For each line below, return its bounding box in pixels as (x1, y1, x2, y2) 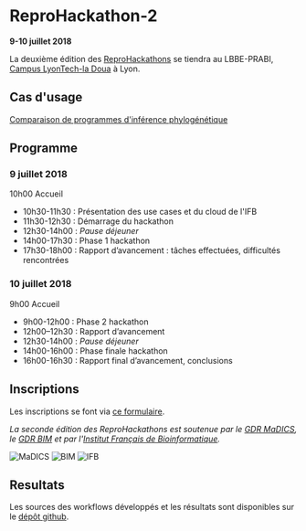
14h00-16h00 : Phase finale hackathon (22, 345, 169, 356)
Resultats (9, 477, 66, 493)
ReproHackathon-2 (9, 5, 158, 27)
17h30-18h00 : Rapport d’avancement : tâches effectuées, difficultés (22, 245, 281, 256)
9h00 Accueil (9, 298, 60, 309)
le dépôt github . (9, 511, 69, 522)
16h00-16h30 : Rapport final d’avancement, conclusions (22, 355, 233, 366)
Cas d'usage (9, 90, 83, 105)
